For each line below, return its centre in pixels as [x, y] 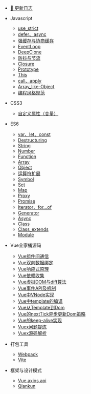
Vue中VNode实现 [36, 295]
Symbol [26, 179]
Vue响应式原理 [33, 269]
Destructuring [32, 140]
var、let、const [34, 134]
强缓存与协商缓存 [36, 41]
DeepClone [30, 52]
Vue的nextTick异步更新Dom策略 [52, 314]
